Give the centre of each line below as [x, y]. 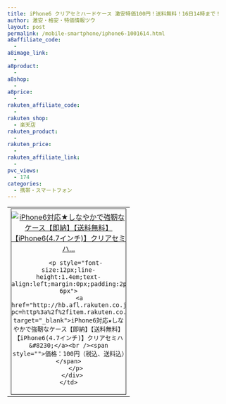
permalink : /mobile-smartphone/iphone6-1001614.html [86, 33]
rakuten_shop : [28, 118]
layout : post [26, 27]
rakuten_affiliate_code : [44, 105]
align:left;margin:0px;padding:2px [71, 284]
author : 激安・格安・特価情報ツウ [51, 20]
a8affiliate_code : [34, 40]
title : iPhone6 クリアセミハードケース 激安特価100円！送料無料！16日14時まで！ [114, 14]
